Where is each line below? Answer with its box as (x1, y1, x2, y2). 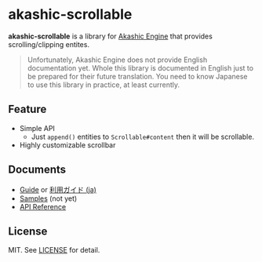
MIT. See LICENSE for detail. (8, 246, 100, 255)
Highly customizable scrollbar (19, 140, 116, 150)
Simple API (19, 123, 55, 133)
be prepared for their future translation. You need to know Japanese (27, 71, 249, 81)
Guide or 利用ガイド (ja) (19, 184, 96, 194)
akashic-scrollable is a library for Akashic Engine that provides (8, 31, 213, 41)
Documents (8, 163, 67, 176)
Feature (8, 103, 47, 116)
